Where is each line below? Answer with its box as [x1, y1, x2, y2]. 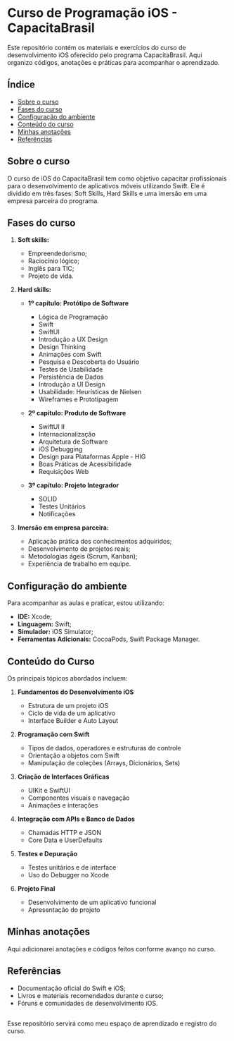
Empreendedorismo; [27, 249, 88, 258]
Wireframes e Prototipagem [38, 395, 119, 403]
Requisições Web [38, 468, 89, 476]
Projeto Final [17, 884, 56, 893]
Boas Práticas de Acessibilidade [38, 460, 132, 468]
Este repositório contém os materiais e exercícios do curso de [7, 43, 186, 51]
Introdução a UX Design [38, 335, 108, 343]
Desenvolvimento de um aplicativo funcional [27, 898, 157, 906]
